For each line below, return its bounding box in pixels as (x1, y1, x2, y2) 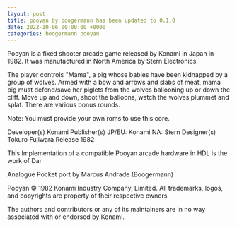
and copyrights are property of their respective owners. (7, 191, 170, 200)
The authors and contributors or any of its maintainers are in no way (7, 205, 206, 214)
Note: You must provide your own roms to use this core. (7, 114, 170, 123)
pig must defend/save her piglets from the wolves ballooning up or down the (7, 85, 231, 94)
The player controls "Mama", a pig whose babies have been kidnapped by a (7, 71, 229, 79)
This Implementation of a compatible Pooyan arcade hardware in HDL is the (7, 149, 228, 157)
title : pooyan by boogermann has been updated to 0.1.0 (7, 17, 175, 24)
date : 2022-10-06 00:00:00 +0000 (7, 23, 106, 30)
